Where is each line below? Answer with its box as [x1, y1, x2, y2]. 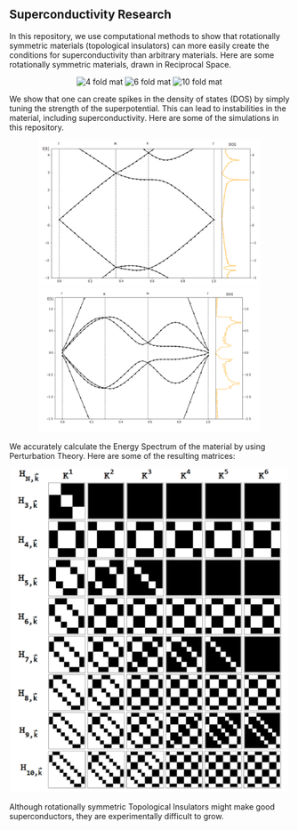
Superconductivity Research [9, 7, 172, 22]
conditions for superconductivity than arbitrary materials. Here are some [9, 49, 275, 60]
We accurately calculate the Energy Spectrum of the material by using [9, 441, 266, 452]
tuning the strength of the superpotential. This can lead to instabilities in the [9, 102, 286, 114]
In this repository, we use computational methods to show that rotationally [9, 30, 280, 41]
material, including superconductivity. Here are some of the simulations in [9, 112, 279, 123]
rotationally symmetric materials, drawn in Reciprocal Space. [9, 59, 231, 69]
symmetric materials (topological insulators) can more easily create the [9, 40, 270, 51]
